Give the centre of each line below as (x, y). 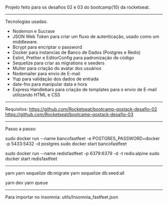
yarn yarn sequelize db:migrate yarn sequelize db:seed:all (65, 173)
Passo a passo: (21, 129)
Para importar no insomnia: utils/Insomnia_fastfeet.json (62, 197)
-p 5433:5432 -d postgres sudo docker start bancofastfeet (66, 144)
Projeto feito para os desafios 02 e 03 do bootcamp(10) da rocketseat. (77, 7)
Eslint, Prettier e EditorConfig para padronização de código (73, 58)
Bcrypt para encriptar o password (47, 47)
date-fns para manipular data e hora (50, 84)
